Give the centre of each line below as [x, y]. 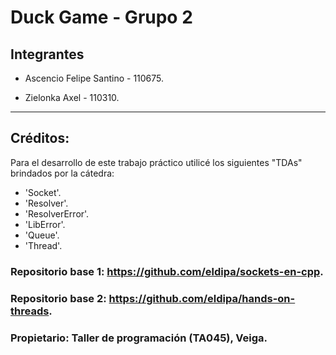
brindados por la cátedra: [62, 173]
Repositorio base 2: [58, 298]
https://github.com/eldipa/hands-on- [202, 298]
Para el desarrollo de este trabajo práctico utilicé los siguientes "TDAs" [156, 162]
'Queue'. [42, 235]
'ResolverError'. [57, 213]
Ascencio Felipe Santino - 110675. [94, 78]
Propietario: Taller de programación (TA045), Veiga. [139, 338]
